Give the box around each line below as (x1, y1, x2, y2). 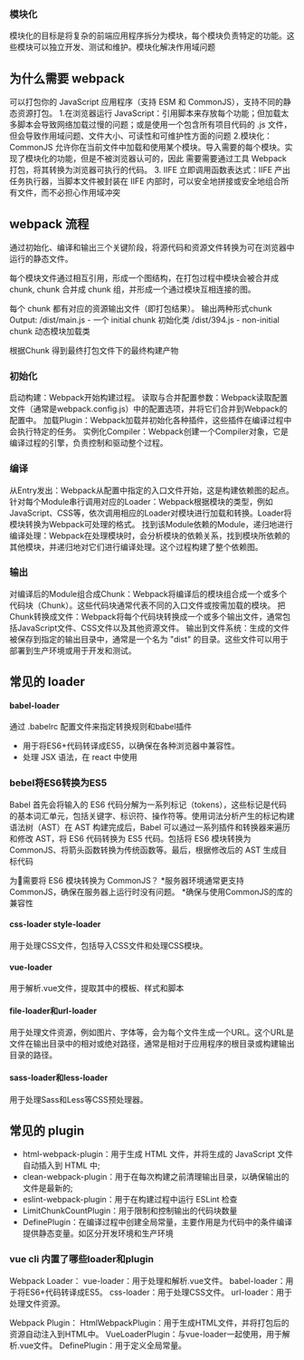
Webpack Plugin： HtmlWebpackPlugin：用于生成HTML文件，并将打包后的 (9, 1317, 290, 1328)
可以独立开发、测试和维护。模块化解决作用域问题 (33, 42, 215, 53)
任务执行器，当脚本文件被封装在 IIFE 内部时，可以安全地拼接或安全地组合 (9, 176, 282, 187)
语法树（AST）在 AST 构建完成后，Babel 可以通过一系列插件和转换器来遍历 (9, 822, 291, 833)
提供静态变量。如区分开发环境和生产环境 (22, 1228, 174, 1239)
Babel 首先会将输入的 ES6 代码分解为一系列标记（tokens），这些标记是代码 (9, 799, 288, 810)
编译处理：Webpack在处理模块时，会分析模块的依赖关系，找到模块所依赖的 (9, 530, 291, 541)
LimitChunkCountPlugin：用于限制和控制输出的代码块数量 (22, 1205, 238, 1216)
